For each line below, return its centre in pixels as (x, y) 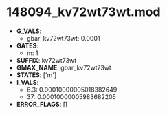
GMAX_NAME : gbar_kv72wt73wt (64, 67)
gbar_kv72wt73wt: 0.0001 (63, 38)
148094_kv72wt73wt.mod (83, 12)
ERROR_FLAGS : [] (42, 104)
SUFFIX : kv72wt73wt (46, 60)
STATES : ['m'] (36, 75)
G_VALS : (29, 31)
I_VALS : (27, 82)
